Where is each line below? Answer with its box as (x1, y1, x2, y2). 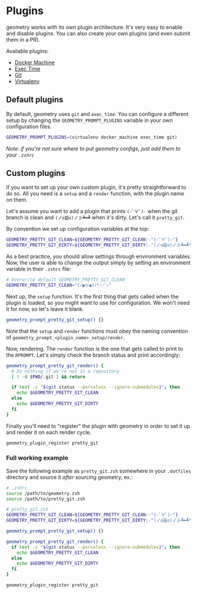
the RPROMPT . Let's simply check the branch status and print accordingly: (6, 351, 181, 359)
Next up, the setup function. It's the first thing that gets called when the (6, 293, 179, 300)
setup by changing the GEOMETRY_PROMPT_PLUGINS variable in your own (6, 117, 173, 124)
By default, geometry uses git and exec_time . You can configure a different (6, 110, 189, 117)
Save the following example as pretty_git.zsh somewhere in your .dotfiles (6, 467, 191, 474)
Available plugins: (6, 47, 49, 54)
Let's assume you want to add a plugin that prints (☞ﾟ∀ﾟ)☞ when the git (6, 208, 178, 215)
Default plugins (6, 95, 64, 105)
